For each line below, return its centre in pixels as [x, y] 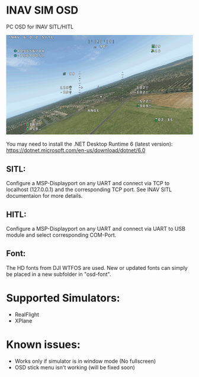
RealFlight [27, 314]
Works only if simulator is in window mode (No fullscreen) [85, 361]
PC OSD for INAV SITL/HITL [40, 27]
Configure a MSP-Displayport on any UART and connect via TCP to [88, 183]
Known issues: [44, 344]
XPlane [23, 321]
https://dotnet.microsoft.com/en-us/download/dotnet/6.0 [76, 150]
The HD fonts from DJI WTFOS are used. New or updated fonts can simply [97, 268]
